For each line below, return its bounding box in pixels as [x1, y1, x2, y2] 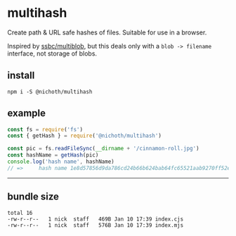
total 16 [7, 209, 33, 216]
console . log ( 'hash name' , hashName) [7, 158, 114, 166]
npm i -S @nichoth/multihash [7, 88, 93, 96]
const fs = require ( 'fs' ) [7, 126, 83, 133]
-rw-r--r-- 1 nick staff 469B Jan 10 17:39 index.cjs [7, 216, 184, 223]
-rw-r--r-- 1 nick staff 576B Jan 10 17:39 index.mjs [7, 221, 184, 229]
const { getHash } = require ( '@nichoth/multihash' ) [7, 132, 162, 140]
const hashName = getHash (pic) [7, 152, 99, 159]
